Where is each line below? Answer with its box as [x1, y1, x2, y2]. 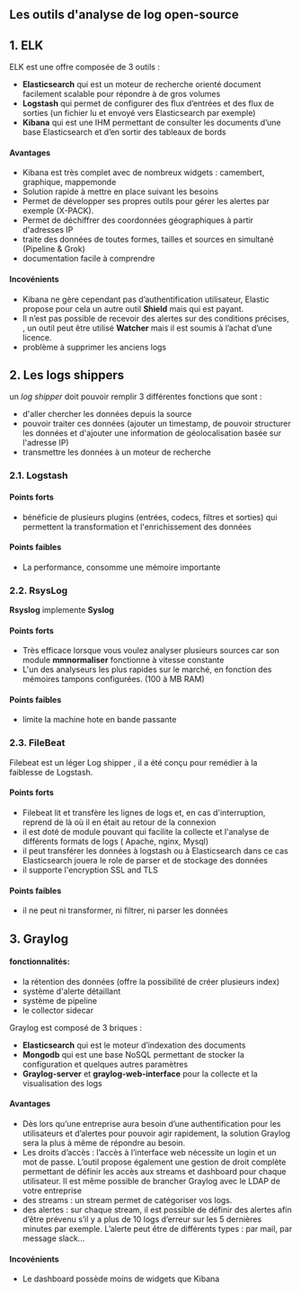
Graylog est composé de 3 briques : [9, 1022, 142, 1032]
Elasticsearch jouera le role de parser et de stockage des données [22, 855, 268, 865]
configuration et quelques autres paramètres [22, 1058, 189, 1069]
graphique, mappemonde [22, 177, 117, 188]
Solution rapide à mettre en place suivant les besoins [22, 186, 218, 197]
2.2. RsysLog [9, 584, 68, 597]
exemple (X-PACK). [22, 206, 94, 217]
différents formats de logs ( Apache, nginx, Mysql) [22, 836, 209, 846]
